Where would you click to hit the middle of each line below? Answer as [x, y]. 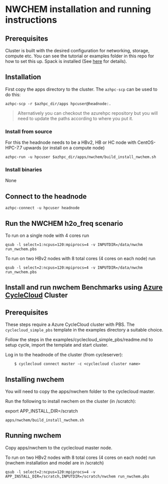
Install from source [29, 131]
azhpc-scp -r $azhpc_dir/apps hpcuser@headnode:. [58, 104]
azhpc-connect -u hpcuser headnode [43, 208]
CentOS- [147, 142]
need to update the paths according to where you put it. [75, 118]
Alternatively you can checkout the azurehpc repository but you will [88, 113]
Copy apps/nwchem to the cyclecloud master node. [59, 448]
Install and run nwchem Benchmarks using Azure [84, 288]
